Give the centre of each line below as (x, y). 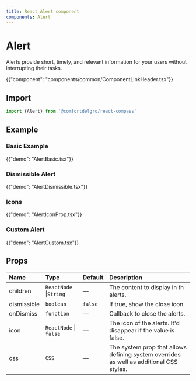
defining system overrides (145, 354)
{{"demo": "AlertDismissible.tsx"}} (47, 187)
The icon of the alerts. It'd (144, 323)
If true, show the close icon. (147, 304)
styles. (118, 369)
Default (93, 277)
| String (55, 294)
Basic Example (27, 146)
